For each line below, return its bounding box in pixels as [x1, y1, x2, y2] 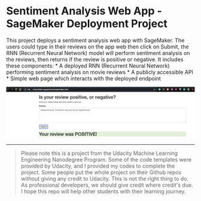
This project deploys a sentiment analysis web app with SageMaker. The [6, 36, 185, 44]
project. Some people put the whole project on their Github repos [20, 169, 182, 176]
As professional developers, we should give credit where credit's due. [20, 181, 193, 188]
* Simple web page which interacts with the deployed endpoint [6, 75, 162, 82]
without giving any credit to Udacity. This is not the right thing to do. [20, 175, 189, 182]
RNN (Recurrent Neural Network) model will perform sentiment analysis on [6, 49, 190, 56]
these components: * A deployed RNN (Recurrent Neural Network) [6, 62, 170, 69]
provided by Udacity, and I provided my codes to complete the [20, 162, 175, 169]
